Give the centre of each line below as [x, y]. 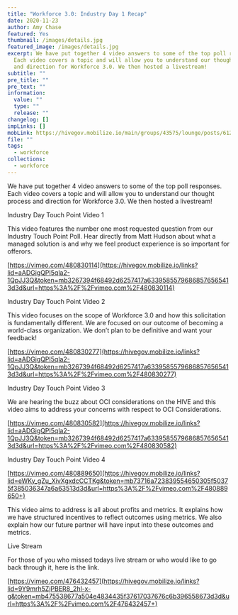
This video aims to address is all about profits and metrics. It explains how [115, 509]
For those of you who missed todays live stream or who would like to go [112, 560]
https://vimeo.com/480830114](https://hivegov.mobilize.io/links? [104, 265]
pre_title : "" [28, 80]
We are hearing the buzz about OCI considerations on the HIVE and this [112, 401]
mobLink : [20, 133]
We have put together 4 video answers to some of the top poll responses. [115, 186]
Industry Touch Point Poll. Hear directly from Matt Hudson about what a [112, 236]
